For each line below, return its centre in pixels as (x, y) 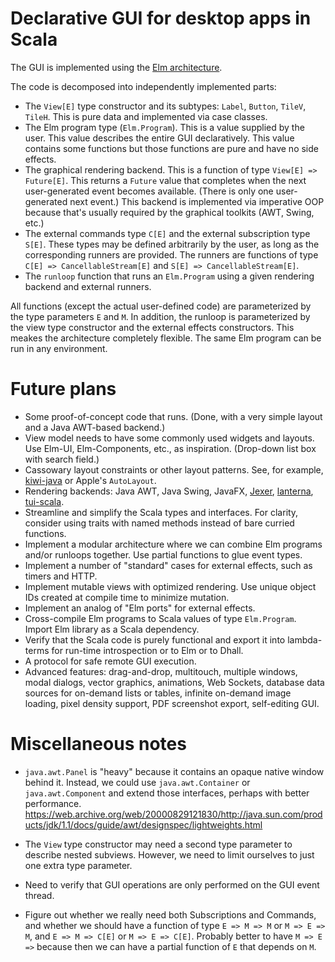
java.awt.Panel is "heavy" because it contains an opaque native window (174, 771)
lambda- (305, 639)
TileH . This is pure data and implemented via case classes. (146, 116)
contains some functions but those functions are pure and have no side (171, 148)
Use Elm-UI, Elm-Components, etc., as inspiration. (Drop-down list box (170, 448)
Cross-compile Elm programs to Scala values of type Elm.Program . (160, 618)
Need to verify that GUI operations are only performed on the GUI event (172, 884)
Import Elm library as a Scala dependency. (112, 629)
